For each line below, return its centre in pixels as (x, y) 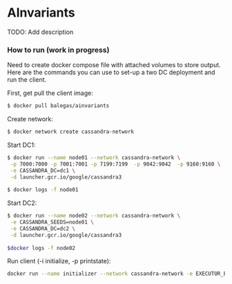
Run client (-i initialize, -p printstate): (59, 261)
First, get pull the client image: (50, 93)
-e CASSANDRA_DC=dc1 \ (43, 170)
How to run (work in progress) (58, 50)
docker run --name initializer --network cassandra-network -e (100, 274)
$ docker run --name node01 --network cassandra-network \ (94, 157)
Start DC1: (21, 145)
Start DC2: (22, 203)
